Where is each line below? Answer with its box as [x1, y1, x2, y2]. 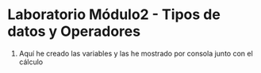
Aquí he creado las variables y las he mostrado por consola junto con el [18, 48, 253, 58]
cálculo [18, 57, 44, 67]
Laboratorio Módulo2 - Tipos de [7, 6, 221, 24]
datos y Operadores [7, 22, 140, 40]
